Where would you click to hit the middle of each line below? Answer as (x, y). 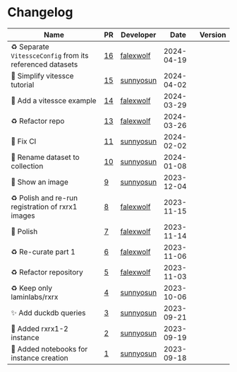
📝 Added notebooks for (49, 349)
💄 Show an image (39, 182)
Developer (139, 35)
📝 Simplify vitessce (42, 76)
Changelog (40, 12)
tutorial (23, 84)
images (23, 215)
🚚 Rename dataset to (45, 157)
